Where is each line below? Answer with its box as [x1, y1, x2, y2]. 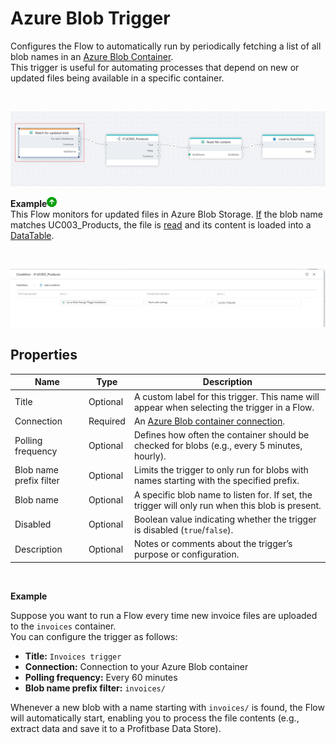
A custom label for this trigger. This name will [133, 390, 320, 402]
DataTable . [10, 230, 55, 242]
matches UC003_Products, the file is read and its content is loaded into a [10, 219, 312, 231]
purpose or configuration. [133, 548, 240, 561]
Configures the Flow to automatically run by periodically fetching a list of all [10, 40, 322, 52]
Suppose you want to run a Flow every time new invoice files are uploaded [10, 609, 318, 621]
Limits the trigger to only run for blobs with [133, 464, 309, 476]
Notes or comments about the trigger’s [133, 538, 293, 550]
